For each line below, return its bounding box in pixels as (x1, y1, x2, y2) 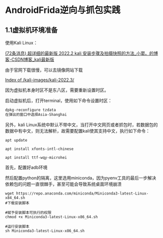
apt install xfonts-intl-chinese (5, 146, 74, 151)
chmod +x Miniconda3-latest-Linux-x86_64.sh (5, 214, 98, 219)
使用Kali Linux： (5, 40, 38, 46)
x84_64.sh (5, 195, 26, 200)
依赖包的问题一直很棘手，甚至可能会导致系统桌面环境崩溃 (5, 181, 122, 187)
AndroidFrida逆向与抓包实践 (5, 4, 121, 16)
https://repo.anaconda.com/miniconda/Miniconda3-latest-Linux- (16, 191, 149, 196)
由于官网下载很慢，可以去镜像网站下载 (5, 67, 83, 73)
